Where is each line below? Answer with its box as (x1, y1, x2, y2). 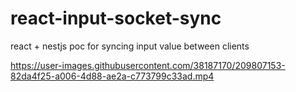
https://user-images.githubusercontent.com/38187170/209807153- (10, 59, 286, 71)
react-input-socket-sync (10, 7, 222, 30)
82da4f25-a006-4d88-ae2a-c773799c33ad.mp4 (10, 70, 215, 82)
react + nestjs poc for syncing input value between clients (10, 40, 250, 52)
